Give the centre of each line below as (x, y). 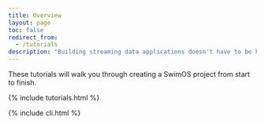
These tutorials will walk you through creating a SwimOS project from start (129, 74)
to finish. (22, 82)
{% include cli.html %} (45, 113)
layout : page (30, 23)
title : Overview (35, 15)
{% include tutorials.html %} (54, 98)
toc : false (26, 30)
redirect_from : (33, 37)
